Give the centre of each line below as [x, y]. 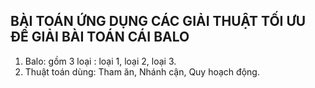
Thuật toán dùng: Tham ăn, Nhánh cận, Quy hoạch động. [142, 71]
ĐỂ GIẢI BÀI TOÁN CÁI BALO [100, 37]
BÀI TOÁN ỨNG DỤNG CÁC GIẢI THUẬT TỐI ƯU [158, 21]
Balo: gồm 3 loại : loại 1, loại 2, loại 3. [100, 61]
